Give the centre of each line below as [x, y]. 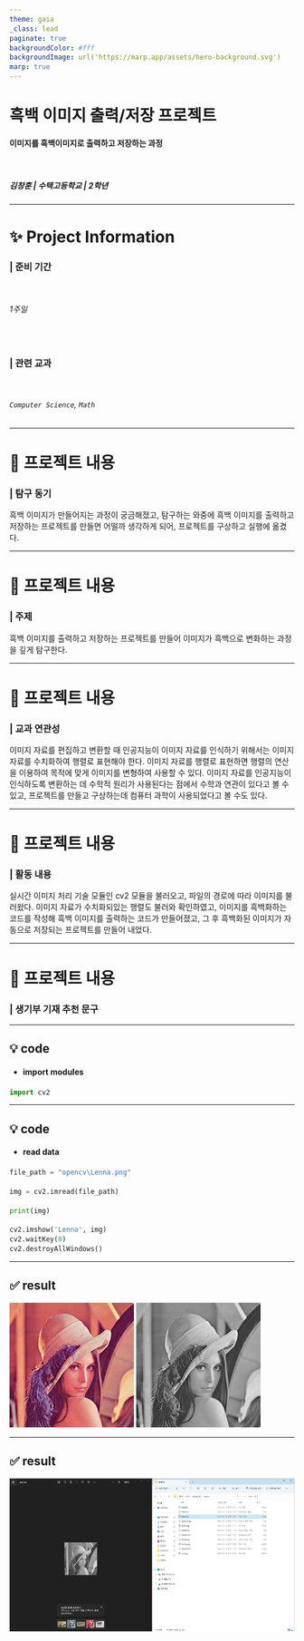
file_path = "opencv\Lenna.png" [70, 1173]
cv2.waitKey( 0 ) [38, 1239]
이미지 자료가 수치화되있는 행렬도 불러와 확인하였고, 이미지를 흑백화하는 [161, 908]
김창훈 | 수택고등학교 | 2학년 [59, 185]
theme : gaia [32, 19]
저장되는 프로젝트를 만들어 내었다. [92, 930]
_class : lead [34, 29]
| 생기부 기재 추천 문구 [54, 1009]
